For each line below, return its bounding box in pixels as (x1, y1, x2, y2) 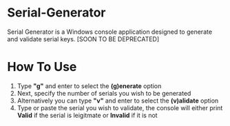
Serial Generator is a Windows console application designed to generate (7, 28, 212, 36)
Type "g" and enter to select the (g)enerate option (17, 81, 162, 90)
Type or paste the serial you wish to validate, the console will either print (17, 103, 223, 112)
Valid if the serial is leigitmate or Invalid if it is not (17, 111, 158, 119)
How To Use (7, 59, 77, 75)
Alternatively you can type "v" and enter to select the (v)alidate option (17, 96, 219, 105)
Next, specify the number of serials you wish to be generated (17, 89, 191, 97)
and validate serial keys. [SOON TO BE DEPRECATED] (7, 34, 160, 43)
